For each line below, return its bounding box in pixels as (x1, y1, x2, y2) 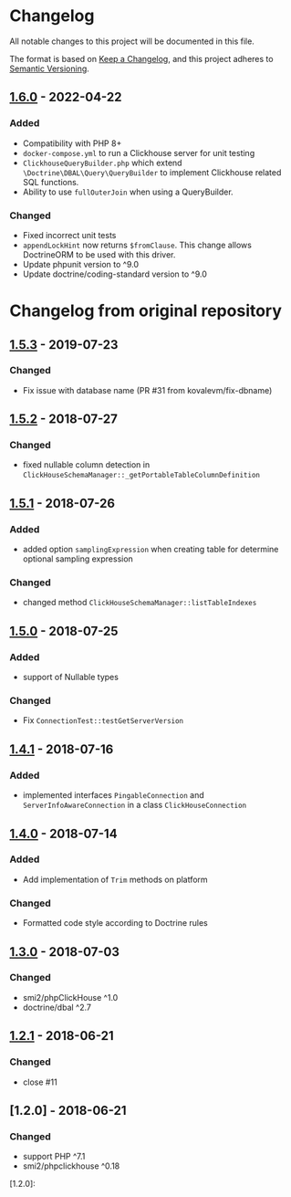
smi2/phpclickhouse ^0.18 (22, 1160, 120, 1171)
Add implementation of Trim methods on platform (22, 874, 208, 885)
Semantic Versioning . (9, 63, 89, 74)
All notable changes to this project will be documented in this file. (9, 36, 255, 47)
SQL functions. (22, 176, 79, 187)
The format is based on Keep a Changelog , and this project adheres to (9, 53, 274, 64)
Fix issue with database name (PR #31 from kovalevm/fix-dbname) (22, 384, 273, 395)
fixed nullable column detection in (22, 459, 151, 470)
